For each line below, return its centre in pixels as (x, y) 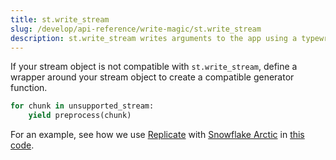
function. (29, 88)
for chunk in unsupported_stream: (82, 106)
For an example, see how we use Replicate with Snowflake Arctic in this (157, 135)
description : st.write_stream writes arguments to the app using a (154, 38)
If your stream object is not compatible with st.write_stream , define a (154, 67)
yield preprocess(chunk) (80, 116)
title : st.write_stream (60, 19)
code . (22, 145)
